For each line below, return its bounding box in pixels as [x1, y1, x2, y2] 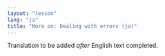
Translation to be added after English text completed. [7, 42, 159, 50]
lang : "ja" [7, 16, 39, 23]
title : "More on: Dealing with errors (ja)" [7, 23, 137, 29]
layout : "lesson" [7, 10, 57, 17]
